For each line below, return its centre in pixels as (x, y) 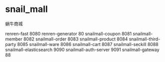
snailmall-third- (145, 39)
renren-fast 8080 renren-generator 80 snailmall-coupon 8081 (69, 33)
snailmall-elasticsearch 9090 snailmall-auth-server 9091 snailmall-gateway (82, 49)
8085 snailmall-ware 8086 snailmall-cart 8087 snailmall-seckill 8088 (88, 44)
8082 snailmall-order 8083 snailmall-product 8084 (76, 39)
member (14, 39)
